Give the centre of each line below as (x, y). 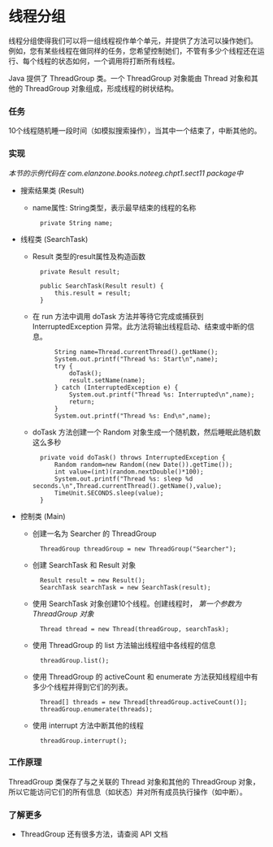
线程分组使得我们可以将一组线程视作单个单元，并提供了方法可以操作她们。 (133, 41)
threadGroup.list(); (74, 660)
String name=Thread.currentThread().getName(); (136, 352)
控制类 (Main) (43, 516)
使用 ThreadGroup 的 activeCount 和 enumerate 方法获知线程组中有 (145, 676)
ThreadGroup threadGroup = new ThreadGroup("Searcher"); (138, 549)
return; (82, 402)
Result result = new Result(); (93, 580)
